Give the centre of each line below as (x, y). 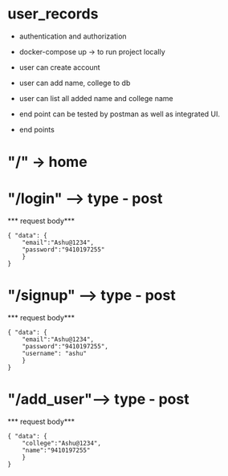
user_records (53, 14)
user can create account (60, 67)
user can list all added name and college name (96, 98)
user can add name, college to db (75, 83)
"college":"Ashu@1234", (62, 443)
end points (37, 129)
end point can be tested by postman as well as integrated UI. (120, 114)
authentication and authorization (73, 36)
